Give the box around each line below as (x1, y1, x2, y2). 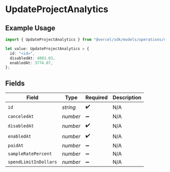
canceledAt (8, 114, 34, 119)
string (62, 104, 76, 111)
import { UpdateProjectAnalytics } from (5, 37, 92, 42)
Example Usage (5, 24, 56, 32)
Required (85, 94, 108, 101)
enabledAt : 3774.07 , (10, 60, 53, 65)
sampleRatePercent (8, 151, 52, 157)
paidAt (8, 143, 24, 149)
